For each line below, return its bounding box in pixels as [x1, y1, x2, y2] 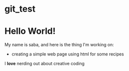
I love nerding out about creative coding [4, 61, 85, 67]
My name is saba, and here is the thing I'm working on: [4, 42, 114, 48]
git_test [4, 3, 36, 15]
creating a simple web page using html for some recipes [11, 51, 124, 57]
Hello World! [4, 26, 56, 37]
